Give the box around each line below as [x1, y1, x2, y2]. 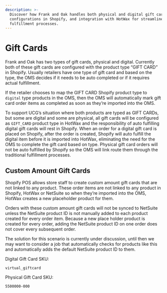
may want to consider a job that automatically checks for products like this [5, 241, 158, 247]
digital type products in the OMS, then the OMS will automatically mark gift [5, 95, 162, 101]
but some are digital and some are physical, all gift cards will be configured [5, 115, 159, 121]
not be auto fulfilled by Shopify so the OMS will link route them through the [5, 147, 158, 153]
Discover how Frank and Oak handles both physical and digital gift [9, 12, 155, 17]
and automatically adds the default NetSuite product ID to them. [5, 246, 136, 252]
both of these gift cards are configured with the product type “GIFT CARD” [5, 64, 158, 70]
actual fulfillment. [5, 80, 41, 86]
